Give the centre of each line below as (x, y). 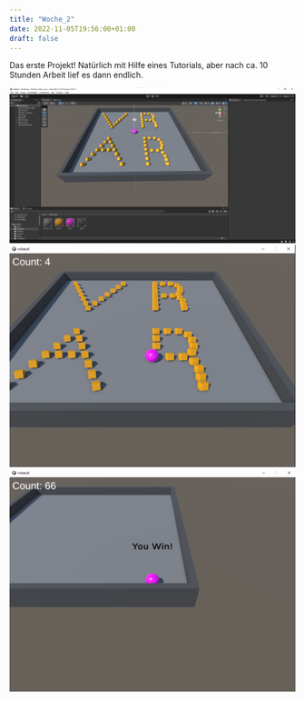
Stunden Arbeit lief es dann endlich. (76, 75)
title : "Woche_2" (42, 19)
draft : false (34, 38)
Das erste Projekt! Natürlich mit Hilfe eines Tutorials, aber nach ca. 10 (139, 65)
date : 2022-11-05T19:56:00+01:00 (73, 29)
